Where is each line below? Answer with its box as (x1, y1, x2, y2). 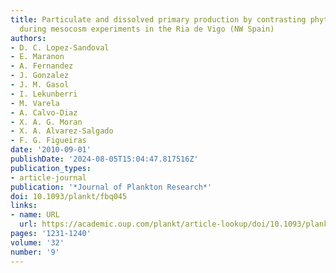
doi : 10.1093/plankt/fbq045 (10, 191, 128, 201)
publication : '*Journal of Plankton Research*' (10, 182, 213, 192)
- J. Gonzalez (10, 71, 70, 81)
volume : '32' (10, 237, 65, 248)
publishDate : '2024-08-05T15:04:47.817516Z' (10, 154, 199, 164)
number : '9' (10, 247, 60, 257)
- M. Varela (10, 98, 60, 108)
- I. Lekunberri (10, 89, 78, 99)
